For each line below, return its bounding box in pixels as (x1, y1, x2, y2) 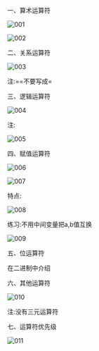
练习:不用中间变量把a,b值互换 (7, 221, 93, 228)
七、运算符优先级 (7, 323, 57, 331)
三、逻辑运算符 (7, 92, 51, 100)
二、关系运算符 (7, 49, 51, 56)
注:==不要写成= (7, 77, 53, 85)
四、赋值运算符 (7, 149, 51, 157)
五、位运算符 (7, 249, 44, 257)
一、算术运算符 (7, 6, 51, 14)
